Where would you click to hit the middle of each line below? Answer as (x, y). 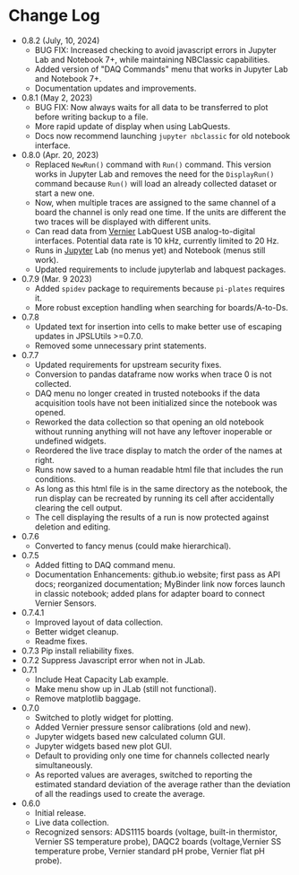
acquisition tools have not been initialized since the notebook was (156, 402)
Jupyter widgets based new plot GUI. (103, 746)
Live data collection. (72, 822)
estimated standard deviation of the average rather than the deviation (162, 784)
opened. (50, 412)
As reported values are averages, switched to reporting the (143, 774)
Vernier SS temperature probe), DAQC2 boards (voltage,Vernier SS (158, 841)
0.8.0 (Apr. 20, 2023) (60, 154)
